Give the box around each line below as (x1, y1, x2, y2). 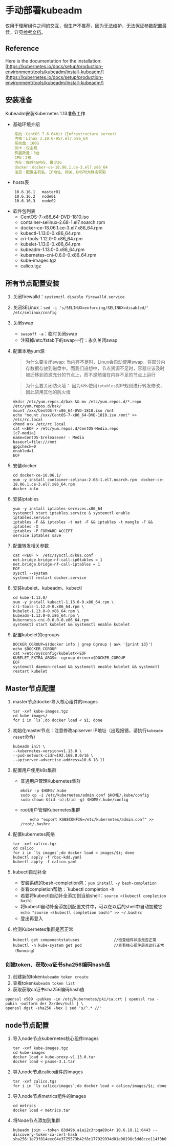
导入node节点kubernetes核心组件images (12, 1035, 99, 1041)
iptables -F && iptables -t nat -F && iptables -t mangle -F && (12, 519, 153, 525)
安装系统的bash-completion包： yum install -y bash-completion (20, 880, 157, 886)
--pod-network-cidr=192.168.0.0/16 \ (12, 753, 94, 758)
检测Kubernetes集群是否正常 (12, 926, 73, 932)
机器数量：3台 (14, 151, 40, 156)
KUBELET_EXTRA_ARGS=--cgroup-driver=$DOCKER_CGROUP (12, 655, 125, 661)
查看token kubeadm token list (12, 980, 75, 986)
